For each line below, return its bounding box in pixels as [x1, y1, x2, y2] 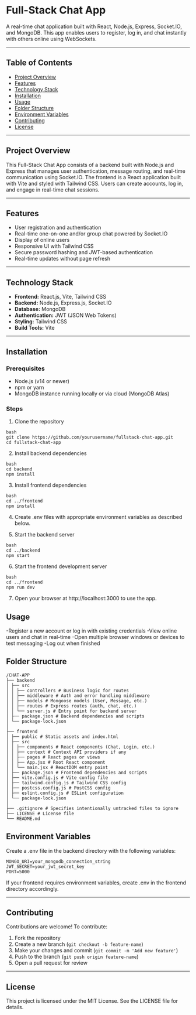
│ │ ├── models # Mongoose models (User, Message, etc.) [6, 698, 148, 703]
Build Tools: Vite [14, 324, 55, 332]
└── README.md [6, 815, 41, 822]
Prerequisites [6, 364, 45, 372]
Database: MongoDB [14, 306, 66, 313]
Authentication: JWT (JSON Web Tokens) [14, 312, 117, 319]
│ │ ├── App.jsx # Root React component [6, 759, 106, 765]
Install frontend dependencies [14, 481, 87, 489]
